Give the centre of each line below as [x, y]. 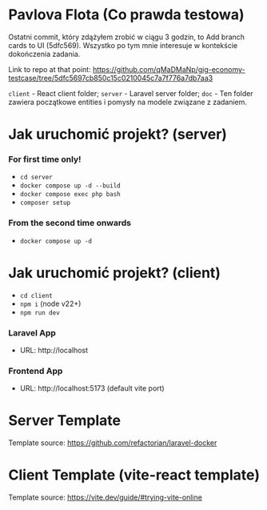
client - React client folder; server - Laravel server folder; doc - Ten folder [131, 93]
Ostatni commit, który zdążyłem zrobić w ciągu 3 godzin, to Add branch [127, 37]
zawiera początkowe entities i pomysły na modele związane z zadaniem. [128, 102]
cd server [36, 178]
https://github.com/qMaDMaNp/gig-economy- [169, 69]
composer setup [45, 203]
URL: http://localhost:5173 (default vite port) [92, 388]
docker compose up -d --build [70, 186]
